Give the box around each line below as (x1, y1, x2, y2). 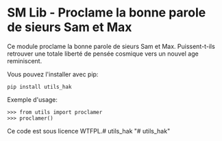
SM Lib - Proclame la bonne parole (7, 5, 206, 21)
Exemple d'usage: (7, 95, 58, 104)
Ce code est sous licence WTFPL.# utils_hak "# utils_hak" (7, 127, 171, 135)
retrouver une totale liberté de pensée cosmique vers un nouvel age (7, 50, 199, 58)
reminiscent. (7, 56, 42, 65)
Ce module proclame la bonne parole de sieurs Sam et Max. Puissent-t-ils (7, 42, 216, 50)
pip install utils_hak (7, 83, 72, 90)
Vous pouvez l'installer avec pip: (7, 70, 99, 78)
